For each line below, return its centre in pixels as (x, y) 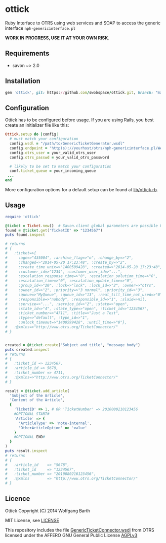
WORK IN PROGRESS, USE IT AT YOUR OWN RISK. (57, 38)
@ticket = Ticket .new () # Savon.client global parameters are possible (82, 226)
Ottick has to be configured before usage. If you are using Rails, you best (80, 120)
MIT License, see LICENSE (32, 520)
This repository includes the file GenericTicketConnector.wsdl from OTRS (80, 530)
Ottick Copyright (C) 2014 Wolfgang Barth (48, 511)
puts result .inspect (26, 451)
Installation (23, 81)
